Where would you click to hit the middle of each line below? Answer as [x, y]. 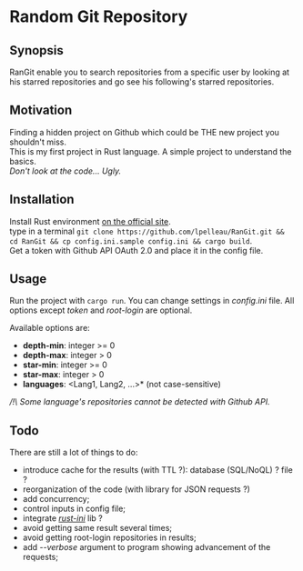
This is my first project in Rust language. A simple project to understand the [151, 151]
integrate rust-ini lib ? [62, 518]
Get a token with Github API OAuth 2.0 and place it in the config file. [136, 250]
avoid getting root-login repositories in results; [110, 537]
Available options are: [50, 328]
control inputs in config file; [74, 509]
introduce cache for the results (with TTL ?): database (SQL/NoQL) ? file [157, 470]
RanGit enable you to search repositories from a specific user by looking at [149, 72]
